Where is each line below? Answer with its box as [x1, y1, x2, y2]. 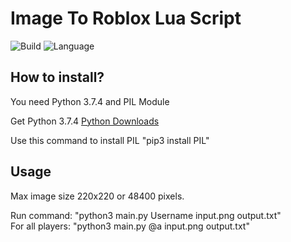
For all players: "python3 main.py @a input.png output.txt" [10, 220, 250, 232]
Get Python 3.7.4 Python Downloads [10, 115, 160, 127]
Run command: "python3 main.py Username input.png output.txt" [10, 209, 282, 221]
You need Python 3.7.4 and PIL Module [10, 95, 170, 107]
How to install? [10, 69, 105, 86]
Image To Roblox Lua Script [10, 7, 242, 30]
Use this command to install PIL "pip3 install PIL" [10, 134, 210, 146]
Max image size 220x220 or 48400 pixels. [10, 190, 185, 202]
